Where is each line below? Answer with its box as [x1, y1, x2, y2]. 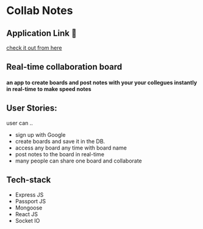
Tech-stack [6, 175, 51, 185]
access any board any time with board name [15, 144, 127, 151]
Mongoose [15, 204, 43, 211]
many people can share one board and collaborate [15, 157, 142, 164]
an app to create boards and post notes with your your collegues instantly [6, 79, 198, 86]
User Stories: [6, 103, 57, 114]
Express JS [15, 191, 44, 198]
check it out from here [6, 44, 62, 51]
